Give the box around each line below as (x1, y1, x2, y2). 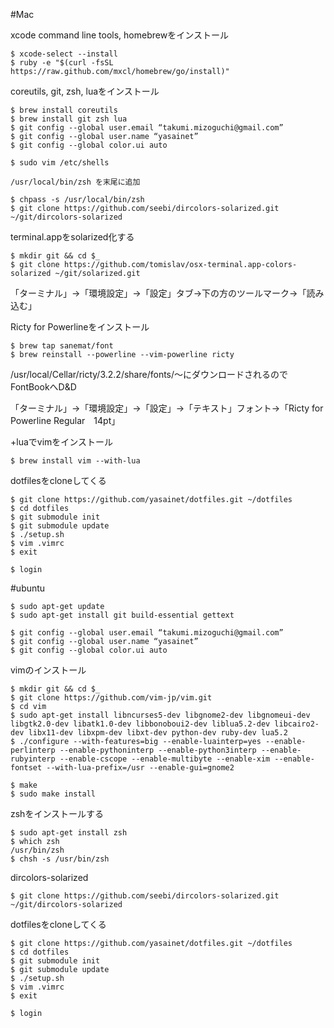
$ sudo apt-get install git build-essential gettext (10, 610, 235, 620)
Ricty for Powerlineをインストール (10, 321, 150, 333)
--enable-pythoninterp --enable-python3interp (59, 745, 257, 755)
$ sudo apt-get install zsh (10, 828, 128, 838)
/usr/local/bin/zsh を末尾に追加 (10, 177, 141, 187)
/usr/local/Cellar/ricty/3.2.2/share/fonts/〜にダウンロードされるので (10, 369, 289, 380)
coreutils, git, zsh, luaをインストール (10, 85, 160, 97)
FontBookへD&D (10, 381, 77, 393)
